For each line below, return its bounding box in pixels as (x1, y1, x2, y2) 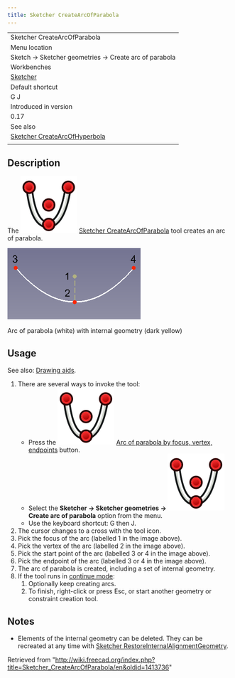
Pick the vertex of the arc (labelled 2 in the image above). (17, 541, 186, 551)
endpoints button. (28, 445, 80, 455)
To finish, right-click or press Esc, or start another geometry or (28, 587, 212, 595)
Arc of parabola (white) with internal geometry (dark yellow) (7, 327, 182, 335)
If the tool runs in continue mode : (17, 572, 115, 581)
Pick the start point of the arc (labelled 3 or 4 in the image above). (17, 549, 211, 558)
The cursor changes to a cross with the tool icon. (17, 526, 162, 535)
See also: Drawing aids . (7, 366, 77, 375)
